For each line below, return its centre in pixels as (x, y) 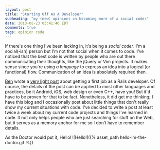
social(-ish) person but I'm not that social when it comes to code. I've (75, 51)
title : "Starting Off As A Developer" (44, 14)
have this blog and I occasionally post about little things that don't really (77, 102)
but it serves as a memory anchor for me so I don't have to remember (75, 123)
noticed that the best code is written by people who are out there (70, 56)
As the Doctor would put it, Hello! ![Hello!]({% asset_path (62, 137)
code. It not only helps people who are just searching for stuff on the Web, (80, 118)
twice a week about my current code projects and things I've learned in (76, 112)
